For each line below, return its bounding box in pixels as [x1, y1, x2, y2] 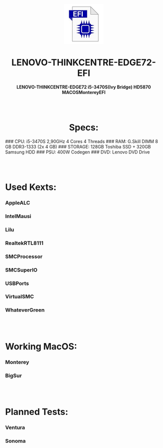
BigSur [5, 372, 22, 379]
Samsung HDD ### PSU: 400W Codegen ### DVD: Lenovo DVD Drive [5, 149, 151, 155]
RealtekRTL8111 [5, 239, 44, 246]
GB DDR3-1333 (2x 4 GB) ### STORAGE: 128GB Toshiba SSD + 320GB [5, 143, 151, 149]
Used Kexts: [5, 181, 57, 193]
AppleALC [5, 199, 30, 206]
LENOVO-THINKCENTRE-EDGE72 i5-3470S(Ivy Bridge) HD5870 [16, 84, 151, 90]
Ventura [5, 424, 25, 431]
